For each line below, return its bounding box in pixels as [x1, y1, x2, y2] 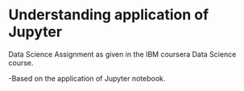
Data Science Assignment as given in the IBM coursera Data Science [8, 49, 237, 59]
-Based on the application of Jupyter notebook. [8, 73, 166, 83]
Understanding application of [8, 6, 209, 24]
